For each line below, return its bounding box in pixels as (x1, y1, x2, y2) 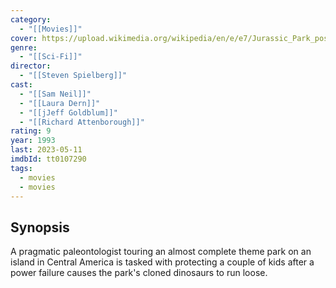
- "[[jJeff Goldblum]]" (19, 107, 118, 118)
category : (10, 14, 52, 25)
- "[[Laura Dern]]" (19, 98, 101, 108)
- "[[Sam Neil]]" (19, 89, 92, 99)
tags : (10, 163, 33, 173)
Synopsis (10, 219, 70, 236)
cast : (10, 80, 33, 90)
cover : (10, 33, 38, 43)
